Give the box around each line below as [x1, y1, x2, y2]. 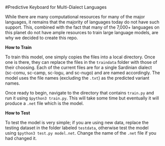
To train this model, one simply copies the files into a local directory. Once [5, 54, 156, 60]
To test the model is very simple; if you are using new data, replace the [5, 120, 149, 125]
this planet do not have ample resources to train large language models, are [5, 30, 159, 35]
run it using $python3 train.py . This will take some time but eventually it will [5, 95, 159, 101]
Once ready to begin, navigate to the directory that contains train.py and [5, 90, 154, 96]
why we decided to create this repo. [5, 35, 78, 41]
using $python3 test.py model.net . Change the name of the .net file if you [5, 130, 157, 136]
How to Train [5, 45, 32, 50]
